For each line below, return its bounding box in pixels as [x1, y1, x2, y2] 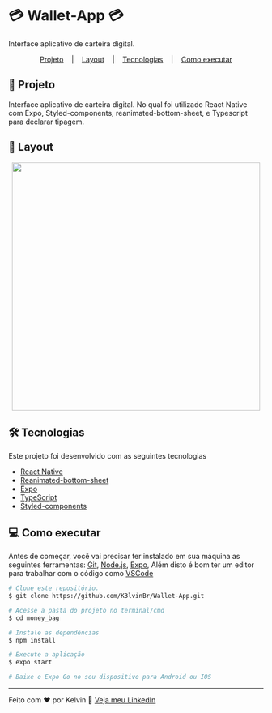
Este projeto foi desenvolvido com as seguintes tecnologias [8, 451, 207, 461]
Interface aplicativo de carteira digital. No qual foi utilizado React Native [8, 99, 248, 109]
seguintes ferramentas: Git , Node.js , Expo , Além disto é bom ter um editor [8, 560, 255, 570]
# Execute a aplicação [8, 651, 85, 659]
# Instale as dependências [8, 629, 100, 637]
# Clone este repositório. [8, 584, 100, 592]
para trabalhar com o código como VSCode [8, 569, 154, 579]
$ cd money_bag [8, 613, 60, 622]
